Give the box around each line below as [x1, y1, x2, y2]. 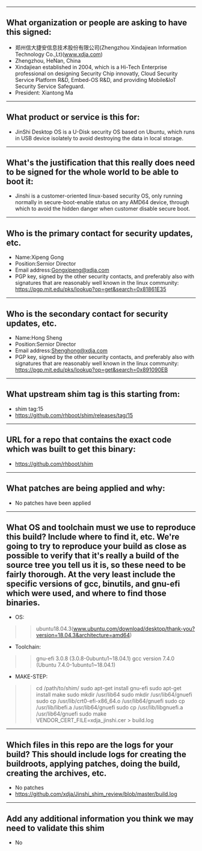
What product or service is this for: [6, 112, 140, 122]
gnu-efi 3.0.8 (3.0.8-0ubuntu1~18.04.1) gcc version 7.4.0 [35, 655, 175, 662]
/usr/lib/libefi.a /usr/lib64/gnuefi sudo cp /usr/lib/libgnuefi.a [35, 704, 183, 711]
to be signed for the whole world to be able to [6, 167, 179, 178]
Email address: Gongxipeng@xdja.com [14, 266, 109, 274]
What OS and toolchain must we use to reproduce [6, 522, 196, 532]
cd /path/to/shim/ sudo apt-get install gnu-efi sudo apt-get [35, 685, 182, 692]
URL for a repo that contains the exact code [6, 435, 172, 445]
